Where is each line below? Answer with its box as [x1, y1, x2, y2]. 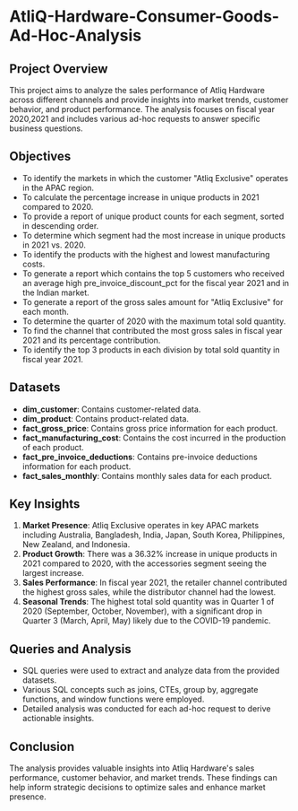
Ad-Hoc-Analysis [9, 25, 142, 46]
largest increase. [21, 568, 85, 579]
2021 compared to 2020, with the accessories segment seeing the [21, 558, 267, 569]
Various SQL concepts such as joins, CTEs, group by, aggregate [21, 685, 259, 695]
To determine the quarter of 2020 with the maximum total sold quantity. [21, 316, 286, 327]
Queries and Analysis [9, 641, 132, 657]
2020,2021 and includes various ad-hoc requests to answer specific [9, 114, 261, 124]
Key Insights [9, 496, 81, 512]
